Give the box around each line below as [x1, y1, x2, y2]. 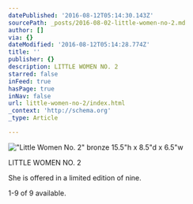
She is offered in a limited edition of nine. [8, 172, 142, 182]
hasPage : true [8, 84, 55, 93]
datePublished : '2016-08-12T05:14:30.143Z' [8, 11, 154, 20]
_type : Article [8, 114, 59, 122]
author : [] [8, 26, 44, 34]
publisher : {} [8, 56, 55, 64]
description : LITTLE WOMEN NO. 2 [8, 63, 119, 71]
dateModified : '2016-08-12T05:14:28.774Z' [8, 41, 150, 49]
